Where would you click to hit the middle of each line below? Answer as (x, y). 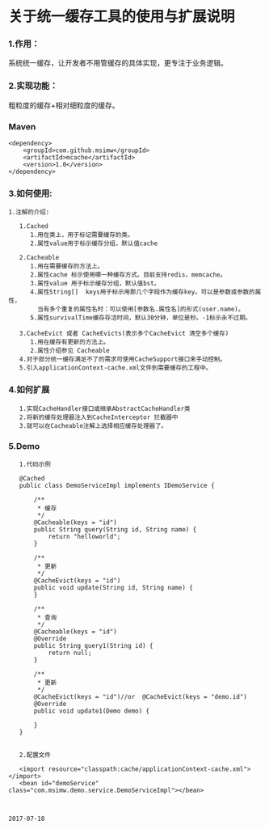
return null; (70, 653)
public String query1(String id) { (93, 645)
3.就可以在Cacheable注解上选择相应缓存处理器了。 (93, 425)
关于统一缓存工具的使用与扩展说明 (122, 17)
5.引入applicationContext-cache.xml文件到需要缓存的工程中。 (116, 368)
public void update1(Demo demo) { (92, 711)
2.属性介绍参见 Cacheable (70, 351)
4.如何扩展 (29, 390)
